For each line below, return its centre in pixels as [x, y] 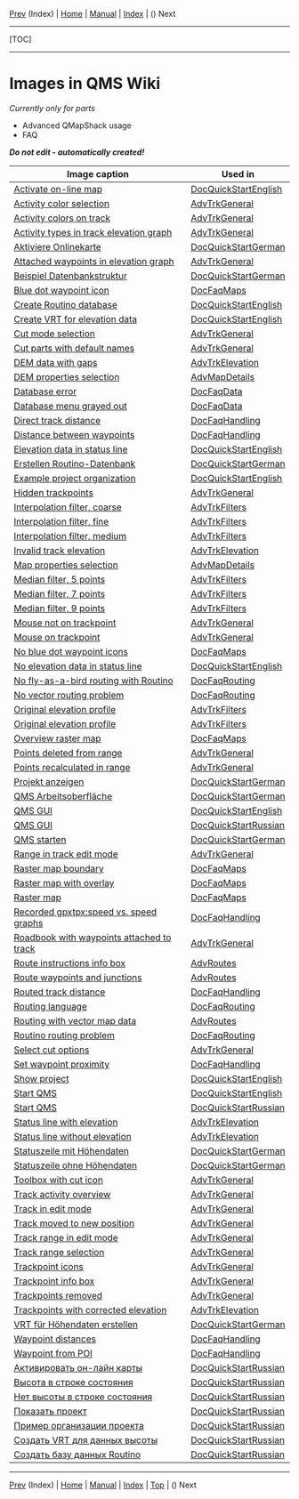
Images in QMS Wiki [85, 84]
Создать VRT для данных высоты [86, 1439]
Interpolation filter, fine [61, 521]
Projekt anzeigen [49, 781]
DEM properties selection [67, 376]
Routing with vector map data [75, 1020]
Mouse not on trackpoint [65, 623]
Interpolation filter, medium [70, 536]
